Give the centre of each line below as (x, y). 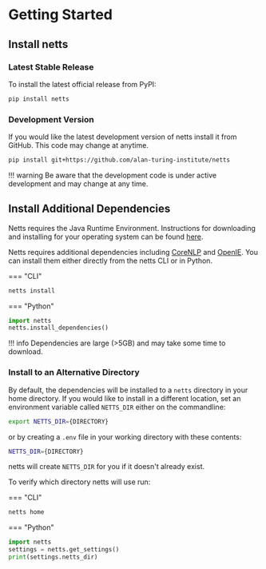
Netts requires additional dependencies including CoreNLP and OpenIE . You (133, 252)
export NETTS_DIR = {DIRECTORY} (59, 421)
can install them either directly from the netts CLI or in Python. (111, 261)
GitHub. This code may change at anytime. (79, 145)
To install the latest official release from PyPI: (83, 84)
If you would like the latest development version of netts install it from (123, 137)
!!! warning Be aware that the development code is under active (113, 175)
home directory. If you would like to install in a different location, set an (125, 398)
